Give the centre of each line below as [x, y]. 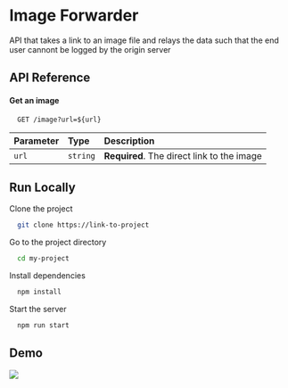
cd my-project [43, 259]
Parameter [37, 141]
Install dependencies [48, 276]
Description [129, 141]
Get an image [34, 100]
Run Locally [42, 187]
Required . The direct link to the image [183, 155]
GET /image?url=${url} [59, 120]
